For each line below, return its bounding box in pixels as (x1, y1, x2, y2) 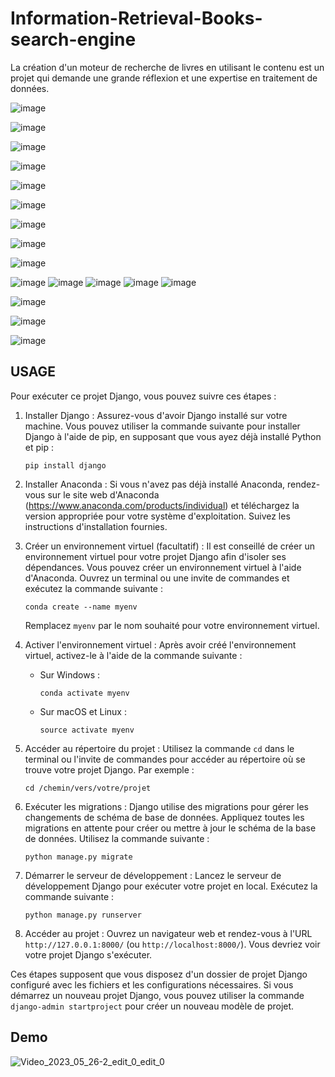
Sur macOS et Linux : (39, 705, 127, 717)
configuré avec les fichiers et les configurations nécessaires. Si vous (10, 978, 294, 991)
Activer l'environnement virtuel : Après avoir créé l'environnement (24, 638, 297, 651)
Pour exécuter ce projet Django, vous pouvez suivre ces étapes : (10, 390, 277, 402)
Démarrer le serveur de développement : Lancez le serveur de (24, 869, 282, 881)
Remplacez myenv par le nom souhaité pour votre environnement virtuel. (24, 619, 320, 631)
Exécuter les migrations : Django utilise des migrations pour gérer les (24, 800, 309, 812)
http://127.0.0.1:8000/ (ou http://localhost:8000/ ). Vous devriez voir (24, 938, 321, 950)
